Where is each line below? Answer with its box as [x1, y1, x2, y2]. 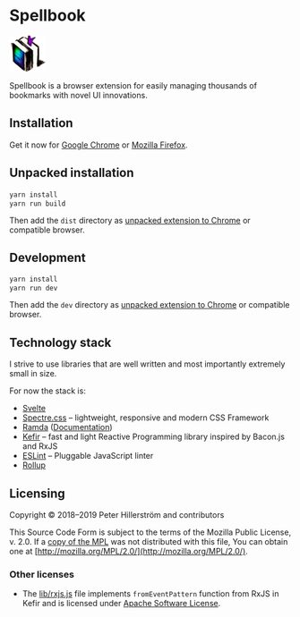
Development [9, 249, 87, 265]
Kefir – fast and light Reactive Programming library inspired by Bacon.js [21, 431, 285, 443]
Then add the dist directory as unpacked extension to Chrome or [9, 215, 251, 225]
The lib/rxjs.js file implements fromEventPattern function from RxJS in [21, 588, 279, 599]
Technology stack [9, 334, 112, 350]
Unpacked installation [9, 165, 134, 181]
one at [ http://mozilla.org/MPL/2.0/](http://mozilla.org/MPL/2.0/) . [9, 546, 248, 556]
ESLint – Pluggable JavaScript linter [21, 451, 154, 461]
